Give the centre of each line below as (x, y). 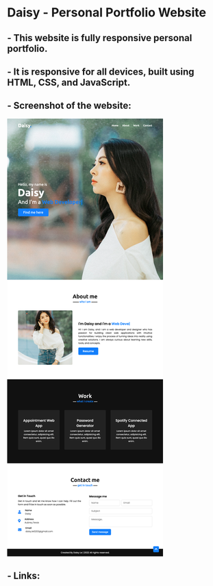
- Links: (24, 576)
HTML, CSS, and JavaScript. (69, 82)
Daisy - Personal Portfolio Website (107, 13)
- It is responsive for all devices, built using (101, 72)
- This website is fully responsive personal (100, 38)
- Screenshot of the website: (69, 106)
